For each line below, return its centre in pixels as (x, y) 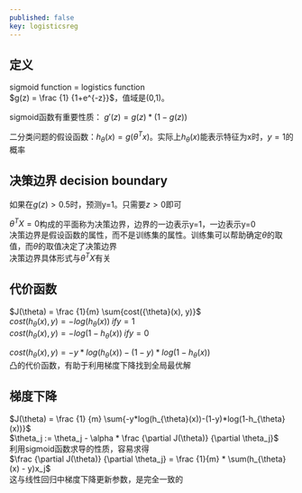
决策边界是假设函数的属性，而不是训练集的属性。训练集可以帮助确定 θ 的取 (146, 235)
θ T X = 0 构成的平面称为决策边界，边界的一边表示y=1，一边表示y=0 (133, 223)
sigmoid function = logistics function (78, 88)
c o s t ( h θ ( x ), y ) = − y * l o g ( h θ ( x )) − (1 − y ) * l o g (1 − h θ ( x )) (110, 353)
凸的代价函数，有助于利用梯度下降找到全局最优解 (100, 366)
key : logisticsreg (44, 26)
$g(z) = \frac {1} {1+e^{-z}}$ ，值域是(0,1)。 (89, 98)
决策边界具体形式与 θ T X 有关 (60, 257)
